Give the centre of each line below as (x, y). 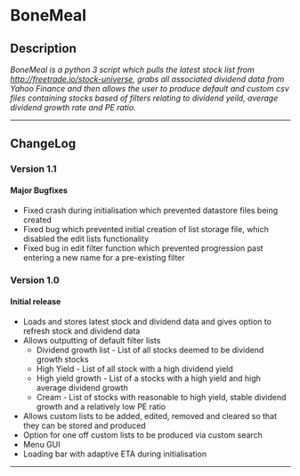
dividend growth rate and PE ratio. (73, 107)
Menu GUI (41, 444)
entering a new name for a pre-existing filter (104, 257)
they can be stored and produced (84, 425)
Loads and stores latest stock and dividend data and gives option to (147, 321)
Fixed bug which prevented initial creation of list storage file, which (146, 229)
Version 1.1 (33, 169)
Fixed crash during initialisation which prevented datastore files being (150, 210)
